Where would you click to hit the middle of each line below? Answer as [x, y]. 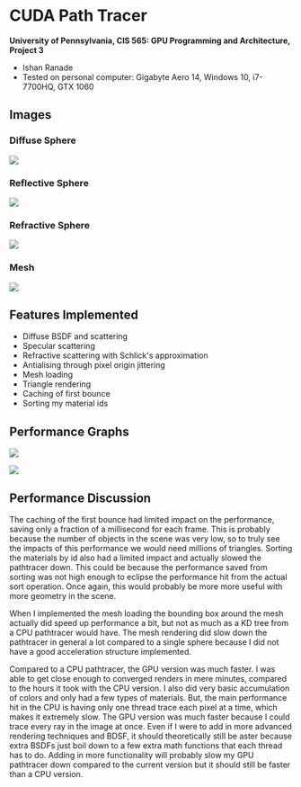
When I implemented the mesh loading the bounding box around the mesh [147, 613]
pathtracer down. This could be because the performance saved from [138, 567]
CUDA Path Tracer [79, 16]
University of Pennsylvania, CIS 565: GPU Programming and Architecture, [150, 40]
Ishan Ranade [48, 67]
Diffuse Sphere [43, 140]
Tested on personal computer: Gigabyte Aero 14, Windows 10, [137, 76]
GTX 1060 [75, 86]
